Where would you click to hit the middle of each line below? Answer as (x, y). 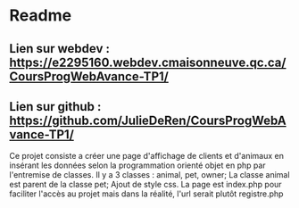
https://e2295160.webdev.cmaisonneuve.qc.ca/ (148, 62)
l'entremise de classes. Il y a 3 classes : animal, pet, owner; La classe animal (149, 175)
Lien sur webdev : (59, 49)
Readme (41, 16)
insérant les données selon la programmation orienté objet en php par (137, 165)
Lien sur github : (55, 107)
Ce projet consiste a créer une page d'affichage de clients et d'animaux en (146, 156)
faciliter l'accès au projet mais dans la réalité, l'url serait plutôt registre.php (146, 194)
